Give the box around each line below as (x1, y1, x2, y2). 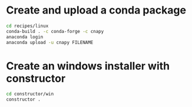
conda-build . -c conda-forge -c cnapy (6, 28, 104, 34)
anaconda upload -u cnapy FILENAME (6, 39, 94, 45)
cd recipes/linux (6, 23, 49, 29)
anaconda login (6, 34, 44, 40)
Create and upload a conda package (6, 4, 187, 17)
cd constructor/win (6, 91, 54, 97)
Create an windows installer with (6, 59, 170, 72)
